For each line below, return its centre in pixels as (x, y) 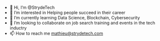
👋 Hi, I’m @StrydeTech (32, 7)
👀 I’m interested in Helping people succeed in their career (68, 13)
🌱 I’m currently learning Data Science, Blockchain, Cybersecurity (75, 18)
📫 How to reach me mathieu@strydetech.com (56, 33)
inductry (18, 28)
